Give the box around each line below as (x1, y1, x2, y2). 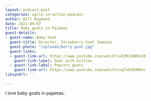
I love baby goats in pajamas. (5, 90, 65, 96)
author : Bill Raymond (5, 16, 50, 21)
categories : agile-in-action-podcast (5, 12, 84, 17)
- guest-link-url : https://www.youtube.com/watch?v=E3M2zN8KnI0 (9, 53, 146, 59)
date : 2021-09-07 (5, 21, 41, 26)
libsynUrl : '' (5, 72, 35, 77)
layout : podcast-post (5, 7, 50, 12)
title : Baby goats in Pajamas (5, 26, 68, 31)
